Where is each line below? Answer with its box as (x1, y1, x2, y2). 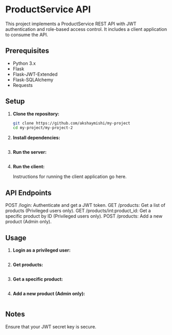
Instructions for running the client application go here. (12, 173, 127, 180)
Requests (12, 82, 33, 88)
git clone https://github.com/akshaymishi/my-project (12, 120, 130, 126)
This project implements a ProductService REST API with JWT (5, 21, 137, 27)
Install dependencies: (12, 135, 61, 141)
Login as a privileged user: (12, 247, 71, 253)
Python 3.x (12, 60, 36, 66)
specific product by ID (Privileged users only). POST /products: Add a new (5, 213, 163, 219)
